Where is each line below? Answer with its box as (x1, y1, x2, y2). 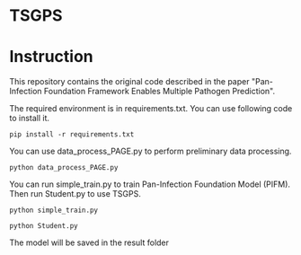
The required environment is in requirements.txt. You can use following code (9, 103, 293, 114)
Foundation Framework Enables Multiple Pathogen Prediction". (43, 86, 276, 97)
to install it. (9, 113, 50, 124)
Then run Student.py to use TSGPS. (9, 189, 141, 199)
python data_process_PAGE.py (9, 163, 119, 172)
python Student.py (9, 222, 78, 231)
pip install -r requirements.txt (9, 130, 135, 139)
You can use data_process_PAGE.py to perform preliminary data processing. (9, 145, 292, 157)
